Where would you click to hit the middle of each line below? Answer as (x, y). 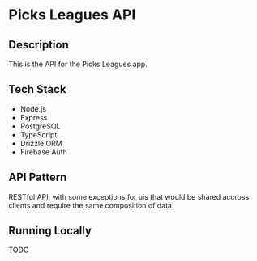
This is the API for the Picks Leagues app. (78, 64)
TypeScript (39, 134)
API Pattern (38, 177)
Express (34, 117)
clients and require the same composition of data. (91, 205)
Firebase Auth (43, 152)
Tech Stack (37, 89)
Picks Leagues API (72, 15)
